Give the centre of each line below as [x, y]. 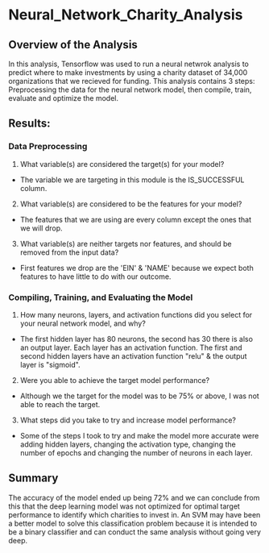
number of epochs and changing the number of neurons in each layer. [136, 452]
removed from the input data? [69, 252]
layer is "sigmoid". [50, 364]
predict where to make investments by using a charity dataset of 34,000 [128, 73]
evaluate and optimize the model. [64, 98]
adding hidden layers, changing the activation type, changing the [128, 444]
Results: [29, 124]
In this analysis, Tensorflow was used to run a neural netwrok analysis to [129, 64]
